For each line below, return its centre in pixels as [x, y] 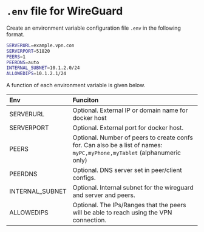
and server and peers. [104, 195]
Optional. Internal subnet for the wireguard [133, 188]
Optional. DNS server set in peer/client [127, 170]
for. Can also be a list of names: [117, 145]
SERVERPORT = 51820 [28, 51]
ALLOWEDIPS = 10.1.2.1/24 [36, 74]
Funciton [86, 100]
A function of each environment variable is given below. [76, 85]
